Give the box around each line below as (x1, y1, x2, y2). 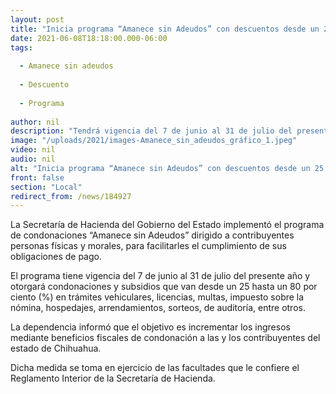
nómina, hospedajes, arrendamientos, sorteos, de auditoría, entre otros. (10, 302, 306, 314)
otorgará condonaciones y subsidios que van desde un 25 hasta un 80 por (10, 281, 318, 293)
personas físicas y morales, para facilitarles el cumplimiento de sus (10, 240, 287, 252)
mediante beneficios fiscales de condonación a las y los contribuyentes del (10, 332, 321, 344)
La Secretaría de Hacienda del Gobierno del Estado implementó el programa (10, 219, 325, 231)
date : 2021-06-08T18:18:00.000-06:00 (10, 33, 168, 43)
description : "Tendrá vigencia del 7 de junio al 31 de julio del (10, 126, 293, 136)
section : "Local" (10, 182, 83, 192)
